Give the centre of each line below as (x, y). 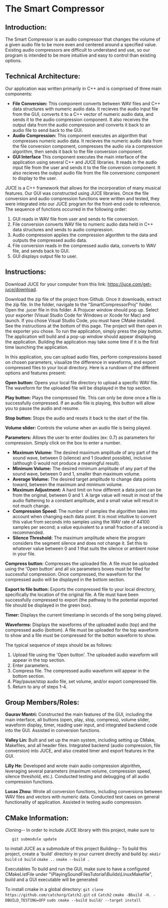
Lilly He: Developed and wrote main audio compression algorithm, (73, 766)
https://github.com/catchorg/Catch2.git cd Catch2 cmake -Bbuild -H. (78, 895)
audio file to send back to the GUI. (47, 130)
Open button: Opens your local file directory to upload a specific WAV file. (82, 382)
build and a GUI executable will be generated (51, 880)
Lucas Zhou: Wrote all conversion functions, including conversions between (84, 792)
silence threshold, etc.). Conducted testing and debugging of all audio (77, 777)
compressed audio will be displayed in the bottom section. (65, 579)
